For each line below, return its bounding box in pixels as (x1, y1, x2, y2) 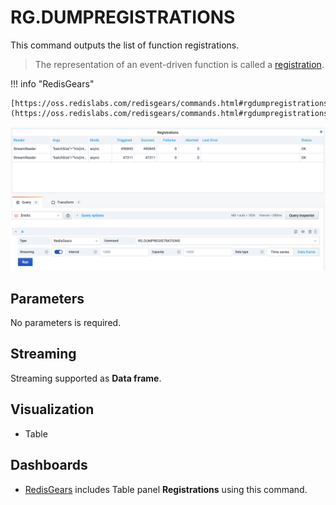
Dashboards (10, 457, 88, 474)
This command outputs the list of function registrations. (10, 39, 240, 51)
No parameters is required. (10, 317, 122, 329)
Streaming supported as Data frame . (10, 372, 162, 384)
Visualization (10, 401, 95, 418)
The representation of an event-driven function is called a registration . (34, 58, 325, 70)
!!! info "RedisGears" (10, 77, 95, 90)
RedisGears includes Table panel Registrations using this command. (24, 483, 308, 495)
